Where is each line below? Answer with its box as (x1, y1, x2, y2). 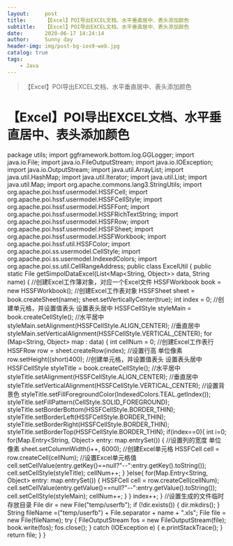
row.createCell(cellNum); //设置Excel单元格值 (7, 453, 137, 461)
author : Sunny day (7, 36, 73, 43)
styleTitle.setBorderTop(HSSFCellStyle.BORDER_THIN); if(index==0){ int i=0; (7, 427, 227, 436)
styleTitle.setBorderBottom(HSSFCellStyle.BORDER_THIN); (7, 405, 176, 413)
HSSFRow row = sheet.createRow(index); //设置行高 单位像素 (7, 346, 183, 354)
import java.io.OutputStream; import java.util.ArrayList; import (7, 165, 183, 173)
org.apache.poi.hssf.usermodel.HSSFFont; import (7, 202, 150, 210)
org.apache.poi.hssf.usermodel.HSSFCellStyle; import (7, 195, 163, 203)
